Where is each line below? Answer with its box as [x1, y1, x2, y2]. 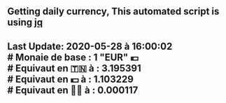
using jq [7, 17, 43, 29]
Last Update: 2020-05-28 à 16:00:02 [7, 40, 173, 52]
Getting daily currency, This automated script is [7, 6, 220, 18]
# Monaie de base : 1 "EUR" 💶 [7, 51, 139, 63]
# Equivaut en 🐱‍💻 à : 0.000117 [7, 84, 139, 96]
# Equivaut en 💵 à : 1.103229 [7, 73, 134, 85]
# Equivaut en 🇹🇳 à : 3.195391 [7, 62, 141, 74]
